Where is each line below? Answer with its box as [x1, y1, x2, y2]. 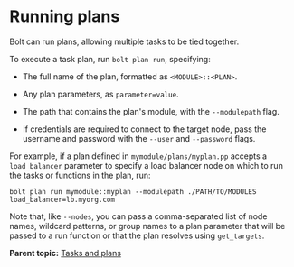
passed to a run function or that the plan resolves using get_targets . [9, 230, 265, 241]
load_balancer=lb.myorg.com [9, 195, 116, 204]
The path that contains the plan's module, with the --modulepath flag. [22, 106, 280, 116]
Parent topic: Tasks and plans [9, 247, 122, 258]
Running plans [9, 6, 120, 27]
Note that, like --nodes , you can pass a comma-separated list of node [9, 210, 268, 222]
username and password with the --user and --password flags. [22, 133, 256, 143]
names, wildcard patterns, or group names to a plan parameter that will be [9, 220, 286, 231]
